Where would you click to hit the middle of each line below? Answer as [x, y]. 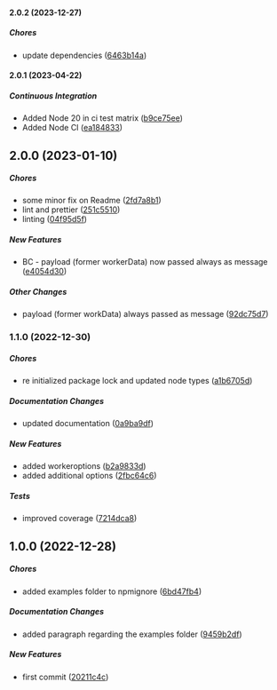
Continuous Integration [53, 95]
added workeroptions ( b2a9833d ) [84, 466]
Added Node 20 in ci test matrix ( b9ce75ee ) [103, 118]
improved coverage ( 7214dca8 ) [79, 519]
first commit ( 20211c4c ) [65, 677]
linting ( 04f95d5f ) [54, 219]
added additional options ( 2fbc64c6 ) [89, 476]
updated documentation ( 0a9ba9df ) [87, 424]
